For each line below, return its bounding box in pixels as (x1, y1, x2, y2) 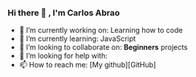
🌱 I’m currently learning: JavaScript (18, 34, 137, 43)
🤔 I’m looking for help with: (18, 51, 108, 61)
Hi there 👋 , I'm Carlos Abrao (7, 7, 120, 18)
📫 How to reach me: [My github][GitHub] (18, 60, 157, 70)
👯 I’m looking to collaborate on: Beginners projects (18, 43, 188, 52)
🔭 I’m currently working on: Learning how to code (18, 26, 183, 35)
